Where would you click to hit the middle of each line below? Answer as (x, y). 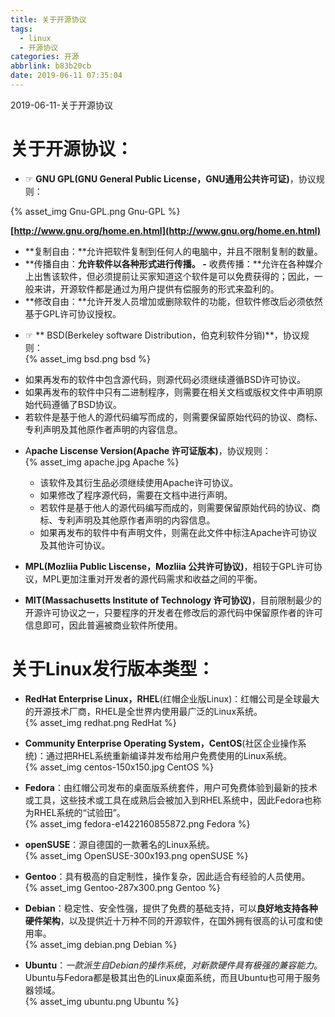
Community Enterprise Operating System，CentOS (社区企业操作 (161, 743)
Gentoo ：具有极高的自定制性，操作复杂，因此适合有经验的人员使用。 (167, 876)
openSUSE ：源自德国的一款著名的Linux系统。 (119, 844)
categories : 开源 (45, 57)
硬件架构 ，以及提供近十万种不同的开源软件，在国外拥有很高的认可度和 (169, 920)
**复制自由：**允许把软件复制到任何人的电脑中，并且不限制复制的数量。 (173, 251)
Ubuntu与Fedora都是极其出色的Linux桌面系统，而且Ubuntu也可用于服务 (173, 977)
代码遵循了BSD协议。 (78, 404)
